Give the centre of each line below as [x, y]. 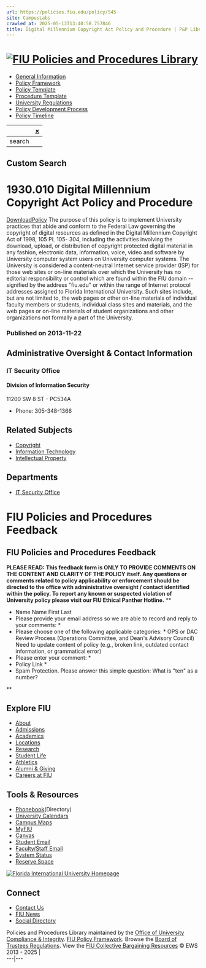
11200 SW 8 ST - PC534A [39, 399]
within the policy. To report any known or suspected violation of [89, 593]
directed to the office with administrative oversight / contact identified [98, 587]
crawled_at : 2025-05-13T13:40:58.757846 [59, 23]
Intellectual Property [41, 458]
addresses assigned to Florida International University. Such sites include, [100, 291]
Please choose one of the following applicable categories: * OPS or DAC [106, 631]
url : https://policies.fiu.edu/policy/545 [61, 12]
